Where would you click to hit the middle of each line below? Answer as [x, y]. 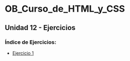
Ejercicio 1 [23, 53]
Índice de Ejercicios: [31, 42]
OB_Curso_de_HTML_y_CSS [65, 9]
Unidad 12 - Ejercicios [40, 28]
